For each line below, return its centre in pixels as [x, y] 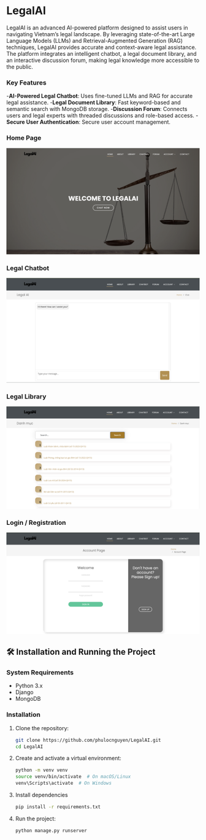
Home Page [24, 138]
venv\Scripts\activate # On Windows [63, 783]
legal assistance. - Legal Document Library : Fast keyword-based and [93, 102]
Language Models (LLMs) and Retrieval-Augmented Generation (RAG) [94, 40]
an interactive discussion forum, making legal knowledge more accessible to [103, 60]
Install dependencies [42, 795]
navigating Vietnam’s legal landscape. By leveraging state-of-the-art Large [101, 34]
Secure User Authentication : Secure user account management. [88, 122]
